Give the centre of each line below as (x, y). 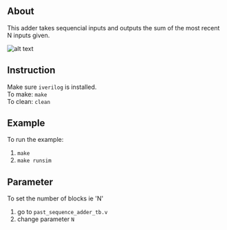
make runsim (34, 161)
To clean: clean (29, 101)
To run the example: (35, 140)
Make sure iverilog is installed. (52, 87)
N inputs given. (29, 35)
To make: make (27, 94)
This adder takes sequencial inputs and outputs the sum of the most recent (113, 28)
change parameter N (46, 219)
